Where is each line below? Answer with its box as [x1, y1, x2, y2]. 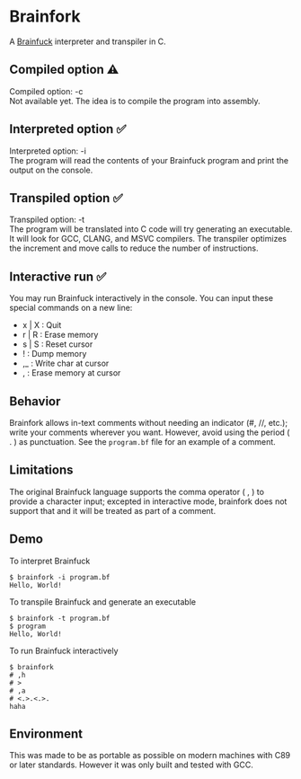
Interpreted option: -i [9, 146, 87, 156]
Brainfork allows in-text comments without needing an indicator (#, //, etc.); [9, 418, 288, 428]
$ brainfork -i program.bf [9, 572, 111, 581]
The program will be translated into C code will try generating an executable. [9, 224, 293, 235]
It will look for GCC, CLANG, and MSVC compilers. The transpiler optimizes [9, 234, 288, 244]
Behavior [9, 394, 61, 409]
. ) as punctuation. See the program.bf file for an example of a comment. [9, 437, 276, 447]
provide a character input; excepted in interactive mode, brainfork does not [9, 496, 288, 507]
